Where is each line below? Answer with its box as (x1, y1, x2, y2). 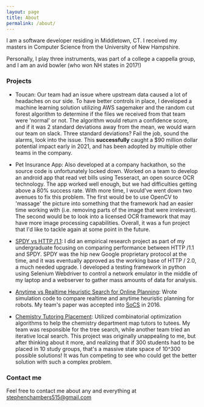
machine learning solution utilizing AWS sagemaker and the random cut (15, 104, 195, 111)
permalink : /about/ (6, 20, 56, 26)
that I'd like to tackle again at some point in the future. (15, 225, 150, 233)
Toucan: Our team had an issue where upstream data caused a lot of (15, 91, 188, 98)
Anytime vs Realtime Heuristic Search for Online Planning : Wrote (15, 288, 178, 296)
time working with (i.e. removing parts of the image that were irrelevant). (15, 206, 197, 213)
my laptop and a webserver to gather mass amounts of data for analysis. (15, 276, 197, 283)
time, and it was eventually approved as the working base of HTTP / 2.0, (15, 257, 197, 264)
